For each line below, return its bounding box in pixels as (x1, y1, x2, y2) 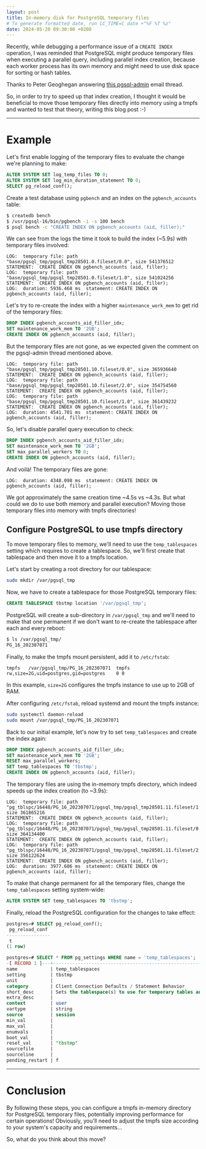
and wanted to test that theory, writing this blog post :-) (6, 106, 146, 113)
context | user (6, 1001, 67, 1007)
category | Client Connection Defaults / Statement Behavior (6, 983, 185, 990)
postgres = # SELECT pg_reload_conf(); (6, 921, 103, 927)
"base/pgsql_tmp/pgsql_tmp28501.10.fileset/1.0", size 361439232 (6, 399, 177, 405)
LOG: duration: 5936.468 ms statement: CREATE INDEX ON (6, 286, 158, 292)
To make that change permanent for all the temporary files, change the (6, 880, 185, 886)
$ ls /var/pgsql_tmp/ (6, 636, 62, 643)
